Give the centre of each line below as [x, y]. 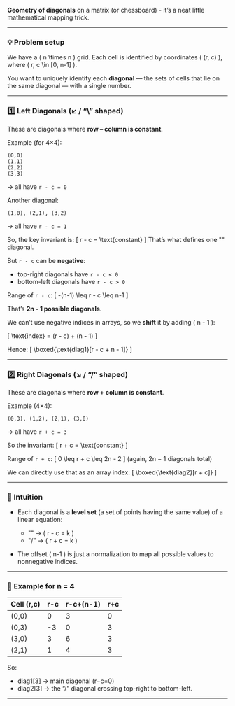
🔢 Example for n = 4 [41, 586]
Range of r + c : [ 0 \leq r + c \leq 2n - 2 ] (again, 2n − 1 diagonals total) [110, 458]
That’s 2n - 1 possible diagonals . [55, 309]
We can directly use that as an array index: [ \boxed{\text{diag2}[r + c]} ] [112, 472]
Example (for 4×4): [35, 142]
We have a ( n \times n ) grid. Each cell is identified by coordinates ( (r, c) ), [115, 57]
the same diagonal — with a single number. [69, 86]
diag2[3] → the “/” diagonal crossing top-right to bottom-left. [105, 689]
